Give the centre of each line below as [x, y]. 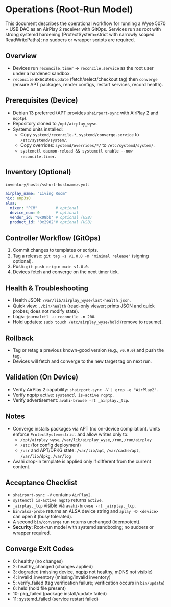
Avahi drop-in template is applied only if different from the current [82, 461]
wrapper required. [32, 533]
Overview [21, 56]
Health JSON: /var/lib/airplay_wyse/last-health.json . [72, 300]
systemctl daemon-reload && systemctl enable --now [76, 151]
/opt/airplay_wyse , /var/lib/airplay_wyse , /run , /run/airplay [86, 439]
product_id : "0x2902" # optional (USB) [51, 222]
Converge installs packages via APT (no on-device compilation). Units [86, 428]
